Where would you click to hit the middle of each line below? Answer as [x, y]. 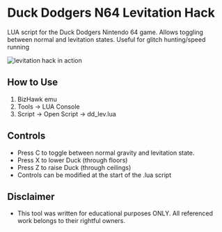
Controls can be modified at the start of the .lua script [94, 175]
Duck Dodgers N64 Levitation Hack [111, 13]
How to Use [33, 83]
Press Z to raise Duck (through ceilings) [74, 167]
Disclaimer [31, 196]
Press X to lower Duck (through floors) [72, 160]
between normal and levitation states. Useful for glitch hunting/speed [106, 39]
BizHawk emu [37, 99]
